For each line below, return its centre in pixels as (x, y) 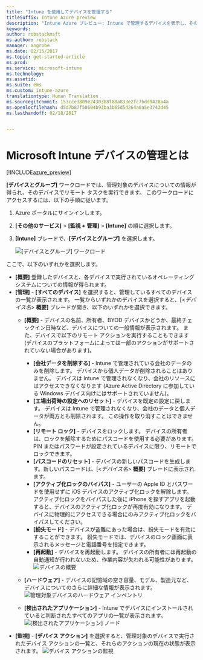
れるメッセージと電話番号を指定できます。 (96, 545)
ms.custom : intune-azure (37, 91)
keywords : (19, 29)
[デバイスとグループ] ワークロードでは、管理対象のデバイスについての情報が (101, 185)
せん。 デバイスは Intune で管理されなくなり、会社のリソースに (117, 378)
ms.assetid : (21, 79)
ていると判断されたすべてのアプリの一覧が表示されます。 (95, 616)
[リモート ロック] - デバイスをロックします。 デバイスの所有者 (110, 431)
